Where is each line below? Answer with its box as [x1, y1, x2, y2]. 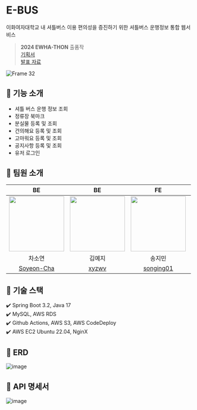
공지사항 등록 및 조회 [14, 142, 62, 149]
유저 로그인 [14, 149, 40, 156]
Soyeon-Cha [18, 264, 55, 272]
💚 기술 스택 [6, 285, 44, 295]
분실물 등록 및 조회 [14, 120, 57, 127]
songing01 [143, 264, 174, 272]
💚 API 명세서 [6, 381, 49, 391]
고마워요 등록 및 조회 [14, 135, 62, 142]
